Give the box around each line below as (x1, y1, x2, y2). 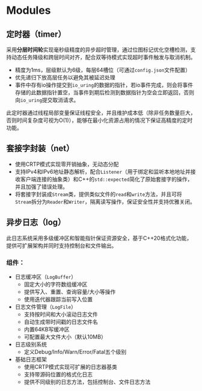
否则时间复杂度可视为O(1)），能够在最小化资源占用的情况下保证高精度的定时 (6, 117, 193, 124)
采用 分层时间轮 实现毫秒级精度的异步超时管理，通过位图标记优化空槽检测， (6, 46, 191, 53)
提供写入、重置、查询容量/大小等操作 (23, 288, 116, 295)
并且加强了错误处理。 (14, 183, 68, 190)
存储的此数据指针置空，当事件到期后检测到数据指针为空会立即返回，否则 (14, 89, 194, 96)
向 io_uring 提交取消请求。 (14, 97, 79, 103)
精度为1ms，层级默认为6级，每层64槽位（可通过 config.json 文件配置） (14, 67, 191, 73)
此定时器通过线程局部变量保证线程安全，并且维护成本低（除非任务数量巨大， (6, 109, 196, 116)
